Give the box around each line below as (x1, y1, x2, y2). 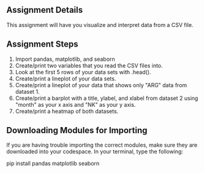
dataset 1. (15, 88, 40, 95)
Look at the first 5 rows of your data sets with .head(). (15, 68, 151, 75)
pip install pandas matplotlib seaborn (6, 160, 100, 167)
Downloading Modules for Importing (6, 125, 148, 136)
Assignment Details (6, 5, 83, 15)
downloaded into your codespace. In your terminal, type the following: (6, 148, 184, 155)
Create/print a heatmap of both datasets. (15, 107, 119, 115)
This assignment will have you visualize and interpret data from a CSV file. (6, 21, 194, 28)
